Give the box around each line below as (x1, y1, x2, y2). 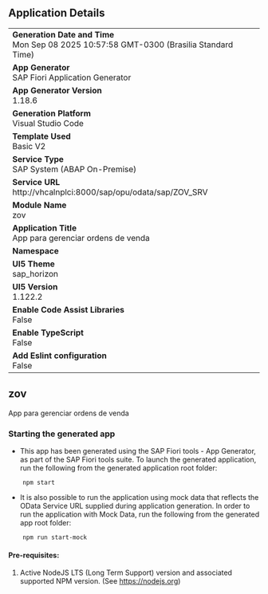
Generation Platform (12, 108, 92, 119)
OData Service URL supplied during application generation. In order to (19, 501, 250, 510)
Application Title (12, 222, 77, 234)
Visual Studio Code (12, 117, 84, 128)
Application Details (8, 6, 105, 20)
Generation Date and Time (12, 29, 115, 40)
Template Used (12, 131, 72, 142)
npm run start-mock (22, 533, 88, 541)
